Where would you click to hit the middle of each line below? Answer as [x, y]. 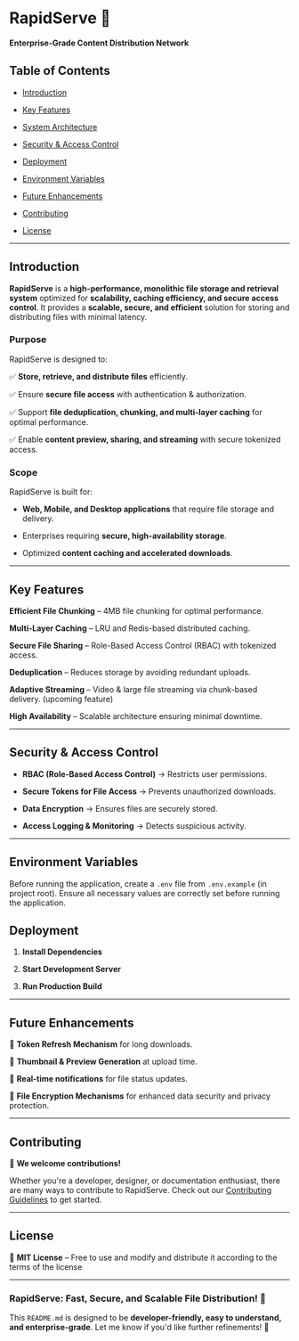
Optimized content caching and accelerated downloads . [127, 553]
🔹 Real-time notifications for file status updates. [99, 1079]
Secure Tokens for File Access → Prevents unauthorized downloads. [149, 791]
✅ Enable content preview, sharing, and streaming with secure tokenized [145, 439]
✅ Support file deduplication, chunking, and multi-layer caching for [136, 412]
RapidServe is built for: [51, 492]
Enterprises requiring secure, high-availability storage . [124, 536]
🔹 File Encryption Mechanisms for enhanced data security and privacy [140, 1096]
